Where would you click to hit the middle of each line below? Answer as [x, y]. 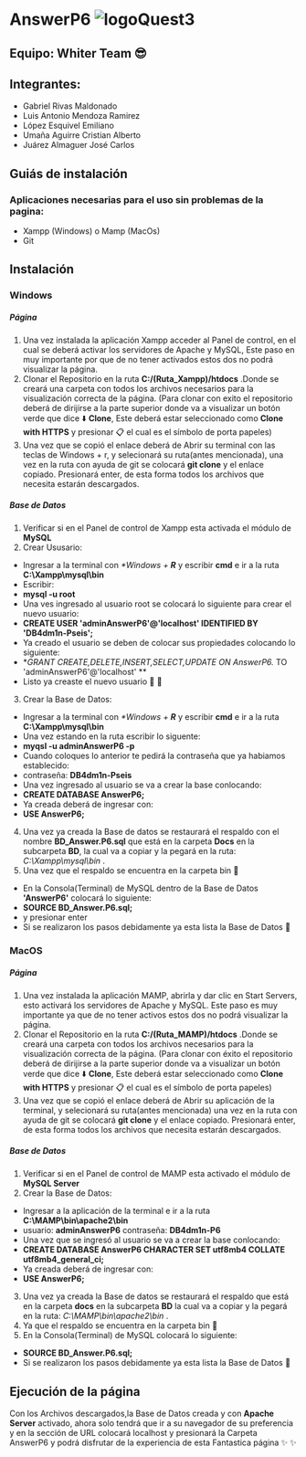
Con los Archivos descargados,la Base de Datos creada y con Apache [142, 1413]
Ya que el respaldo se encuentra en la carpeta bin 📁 [120, 1325]
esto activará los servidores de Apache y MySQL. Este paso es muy [150, 1006]
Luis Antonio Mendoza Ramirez [81, 116]
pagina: [26, 211]
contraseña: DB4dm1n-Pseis [77, 776]
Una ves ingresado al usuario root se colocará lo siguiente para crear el [157, 604]
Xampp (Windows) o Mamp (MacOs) [91, 231]
